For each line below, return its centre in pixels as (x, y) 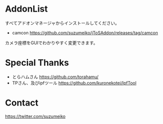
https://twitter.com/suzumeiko (35, 116)
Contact (22, 103)
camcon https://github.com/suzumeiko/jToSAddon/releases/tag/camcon (85, 33)
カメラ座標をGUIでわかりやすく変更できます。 (51, 43)
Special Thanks (37, 63)
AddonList (26, 9)
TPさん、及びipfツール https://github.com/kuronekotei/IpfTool (74, 83)
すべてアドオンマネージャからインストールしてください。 (62, 23)
